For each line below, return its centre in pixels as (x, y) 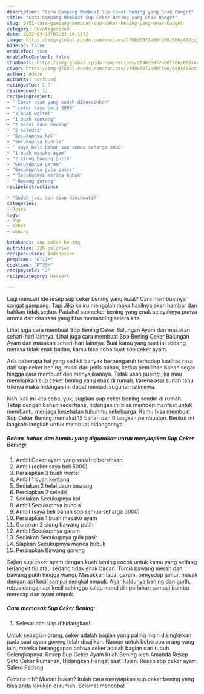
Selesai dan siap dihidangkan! (53, 623)
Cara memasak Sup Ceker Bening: (51, 608)
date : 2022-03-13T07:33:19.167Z (48, 35)
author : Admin (25, 74)
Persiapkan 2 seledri (41, 492)
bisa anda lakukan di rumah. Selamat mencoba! (66, 686)
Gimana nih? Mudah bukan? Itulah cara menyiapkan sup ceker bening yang (100, 679)
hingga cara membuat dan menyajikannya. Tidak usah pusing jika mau (94, 374)
